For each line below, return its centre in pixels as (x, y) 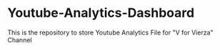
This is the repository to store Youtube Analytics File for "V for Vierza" (110, 32)
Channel (20, 39)
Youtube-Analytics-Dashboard (101, 13)
